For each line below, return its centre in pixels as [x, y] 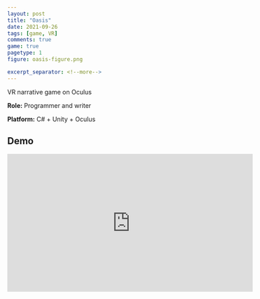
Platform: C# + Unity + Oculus [52, 119]
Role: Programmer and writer [49, 105]
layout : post [26, 14]
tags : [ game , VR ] [33, 33]
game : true [23, 46]
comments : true [29, 40]
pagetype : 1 [25, 53]
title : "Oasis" [29, 20]
